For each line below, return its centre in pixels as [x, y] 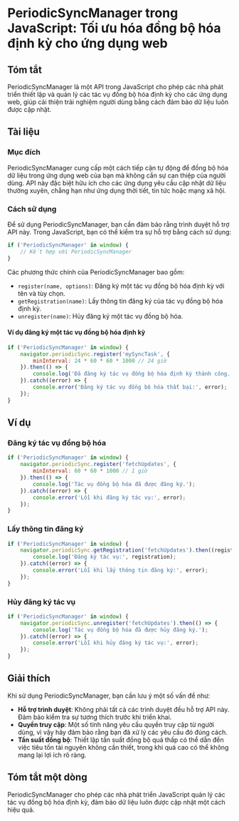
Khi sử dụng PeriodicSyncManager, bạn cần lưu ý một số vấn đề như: [109, 696]
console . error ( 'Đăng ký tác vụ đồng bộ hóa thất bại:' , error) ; [130, 387]
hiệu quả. [21, 810]
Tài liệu [24, 132]
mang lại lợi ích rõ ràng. [52, 755]
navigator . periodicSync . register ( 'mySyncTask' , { [95, 354]
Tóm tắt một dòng [47, 777]
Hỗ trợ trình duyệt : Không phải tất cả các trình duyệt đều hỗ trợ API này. [123, 709]
